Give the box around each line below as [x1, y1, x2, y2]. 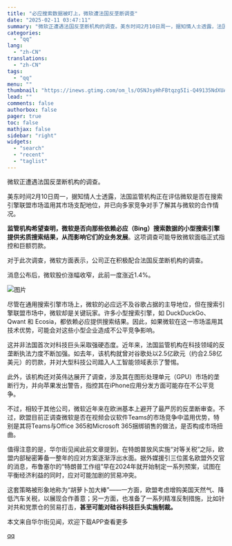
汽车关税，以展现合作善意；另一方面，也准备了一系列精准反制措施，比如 [12, 494, 219, 503]
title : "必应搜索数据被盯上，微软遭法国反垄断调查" [7, 10, 138, 17]
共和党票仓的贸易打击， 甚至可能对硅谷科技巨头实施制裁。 [12, 503, 177, 511]
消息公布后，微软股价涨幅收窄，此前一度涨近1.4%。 [7, 271, 155, 279]
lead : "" [7, 94, 32, 101]
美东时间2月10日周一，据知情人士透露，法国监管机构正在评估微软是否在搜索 [7, 192, 223, 200]
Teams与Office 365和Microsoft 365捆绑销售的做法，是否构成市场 [30, 422, 217, 430]
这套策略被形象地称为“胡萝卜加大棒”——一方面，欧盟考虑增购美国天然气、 [7, 485, 219, 494]
